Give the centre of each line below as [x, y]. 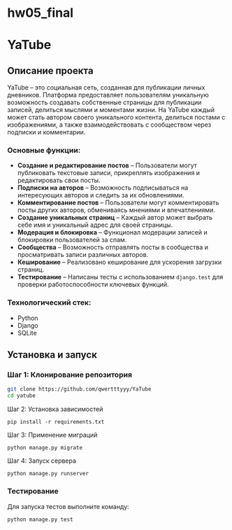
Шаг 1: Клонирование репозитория [70, 375]
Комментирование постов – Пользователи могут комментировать [118, 203]
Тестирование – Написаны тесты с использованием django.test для [120, 277]
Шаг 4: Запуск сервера [42, 461]
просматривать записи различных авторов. [83, 255]
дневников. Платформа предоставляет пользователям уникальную [108, 95]
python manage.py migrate [45, 448]
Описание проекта [50, 70]
